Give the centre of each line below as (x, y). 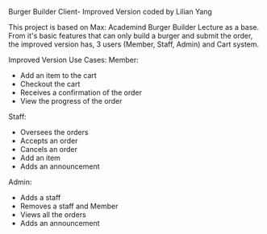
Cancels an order (49, 149)
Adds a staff (40, 197)
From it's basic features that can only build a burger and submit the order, (131, 36)
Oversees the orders (54, 132)
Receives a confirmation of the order (81, 92)
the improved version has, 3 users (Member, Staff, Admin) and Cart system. (134, 44)
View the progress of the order (71, 101)
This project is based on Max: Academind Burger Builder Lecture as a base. (134, 27)
